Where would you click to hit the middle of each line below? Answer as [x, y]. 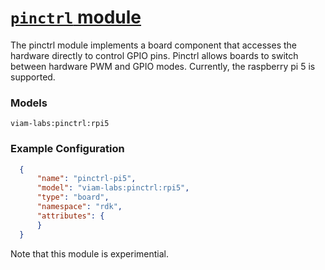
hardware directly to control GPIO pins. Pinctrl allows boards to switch [154, 55]
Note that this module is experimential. [89, 253]
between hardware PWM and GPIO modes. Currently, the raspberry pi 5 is [163, 66]
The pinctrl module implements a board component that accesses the [153, 45]
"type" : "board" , [73, 197]
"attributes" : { [70, 216]
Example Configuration [67, 149]
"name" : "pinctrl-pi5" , [86, 179]
